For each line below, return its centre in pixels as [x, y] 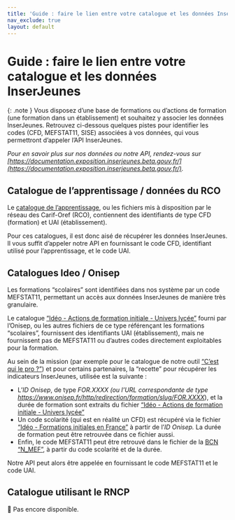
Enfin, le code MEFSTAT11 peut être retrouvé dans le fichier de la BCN [118, 442]
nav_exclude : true [34, 20]
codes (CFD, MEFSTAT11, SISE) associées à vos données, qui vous [103, 133]
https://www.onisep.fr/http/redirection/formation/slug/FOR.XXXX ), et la [120, 397]
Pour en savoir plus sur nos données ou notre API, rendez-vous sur [104, 154]
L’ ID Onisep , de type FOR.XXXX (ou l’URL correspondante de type [113, 390]
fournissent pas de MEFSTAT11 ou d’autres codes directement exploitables [114, 340]
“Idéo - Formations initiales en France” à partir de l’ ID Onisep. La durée [119, 427]
